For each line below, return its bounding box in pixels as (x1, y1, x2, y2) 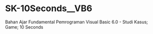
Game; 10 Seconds (5, 24, 43, 30)
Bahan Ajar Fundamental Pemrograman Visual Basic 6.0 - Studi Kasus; (5, 19, 148, 25)
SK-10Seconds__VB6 (5, 3, 92, 14)
